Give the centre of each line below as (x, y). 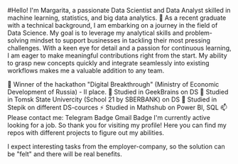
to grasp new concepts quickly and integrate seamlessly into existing (108, 63)
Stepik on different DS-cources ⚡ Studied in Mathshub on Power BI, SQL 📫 (117, 107)
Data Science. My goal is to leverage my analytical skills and (96, 33)
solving (18, 40)
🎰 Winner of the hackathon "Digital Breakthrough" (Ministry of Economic (113, 84)
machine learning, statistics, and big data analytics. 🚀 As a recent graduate (117, 18)
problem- (199, 33)
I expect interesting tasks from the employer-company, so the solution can (116, 146)
